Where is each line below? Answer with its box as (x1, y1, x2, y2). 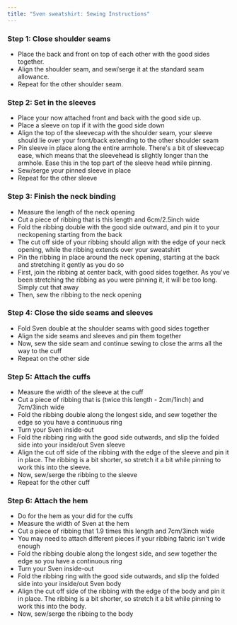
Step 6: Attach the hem (7, 496, 88, 506)
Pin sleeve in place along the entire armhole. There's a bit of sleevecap (17, 144, 225, 152)
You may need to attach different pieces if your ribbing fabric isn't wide (17, 534, 226, 543)
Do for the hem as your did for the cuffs (17, 512, 133, 520)
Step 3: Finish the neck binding (7, 192, 117, 202)
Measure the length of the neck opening (17, 207, 135, 216)
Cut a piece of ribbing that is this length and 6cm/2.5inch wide (17, 215, 200, 224)
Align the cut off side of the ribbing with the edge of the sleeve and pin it (17, 448, 229, 457)
